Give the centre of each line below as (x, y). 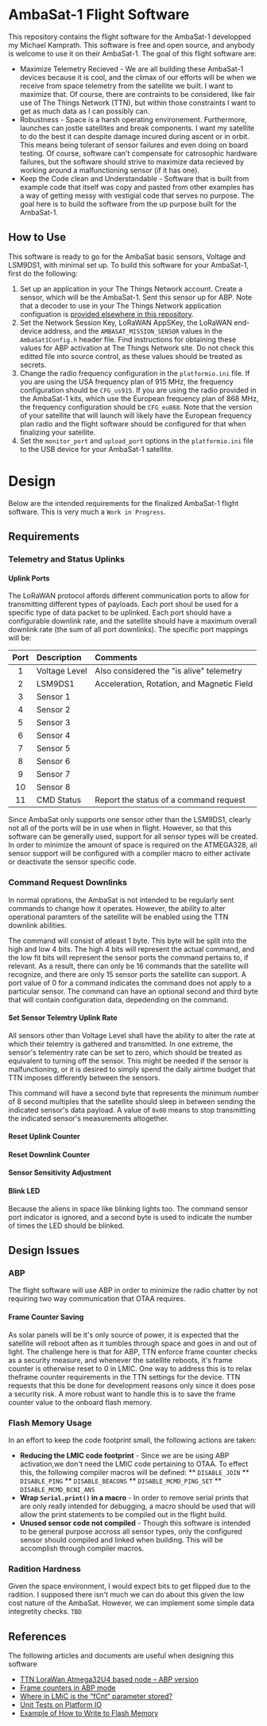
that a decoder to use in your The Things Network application (120, 305)
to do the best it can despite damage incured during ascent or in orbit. (135, 136)
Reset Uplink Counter (44, 1137)
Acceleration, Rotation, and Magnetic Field (174, 684)
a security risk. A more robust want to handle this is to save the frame (122, 1394)
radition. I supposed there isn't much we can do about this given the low (126, 1595)
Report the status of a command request (170, 800)
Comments (116, 658)
